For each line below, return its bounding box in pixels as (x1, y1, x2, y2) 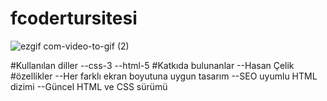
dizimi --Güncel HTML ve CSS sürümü (10, 80, 168, 92)
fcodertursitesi (10, 7, 138, 30)
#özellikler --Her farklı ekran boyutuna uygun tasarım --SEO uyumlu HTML (10, 70, 318, 82)
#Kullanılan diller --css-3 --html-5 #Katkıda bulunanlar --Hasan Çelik (10, 59, 295, 71)
